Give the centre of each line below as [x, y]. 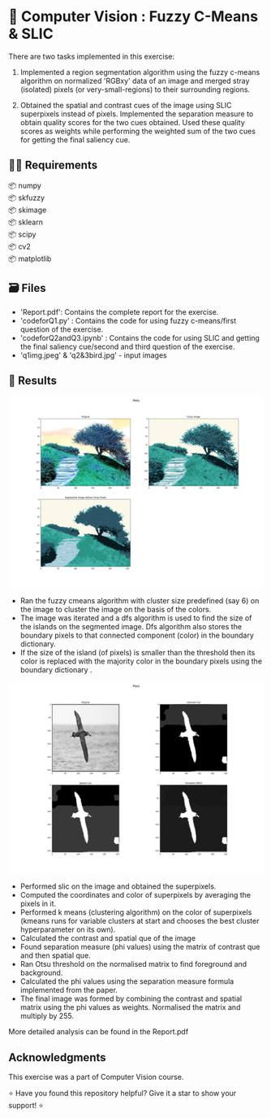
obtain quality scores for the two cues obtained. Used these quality [132, 122]
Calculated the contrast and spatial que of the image [108, 938]
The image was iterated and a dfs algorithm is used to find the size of [136, 618]
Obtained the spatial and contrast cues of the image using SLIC [126, 105]
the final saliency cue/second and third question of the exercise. [127, 346]
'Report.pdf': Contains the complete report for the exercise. [119, 311]
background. [41, 973]
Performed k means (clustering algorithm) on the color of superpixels [136, 912]
